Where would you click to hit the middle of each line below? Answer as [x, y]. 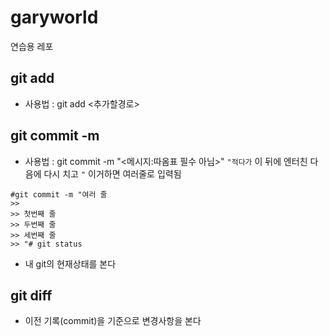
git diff [31, 295]
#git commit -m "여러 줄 [59, 194]
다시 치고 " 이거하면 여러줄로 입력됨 [112, 173]
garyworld [54, 17]
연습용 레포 [32, 46]
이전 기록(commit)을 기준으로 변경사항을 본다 [113, 321]
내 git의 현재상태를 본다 [70, 263]
